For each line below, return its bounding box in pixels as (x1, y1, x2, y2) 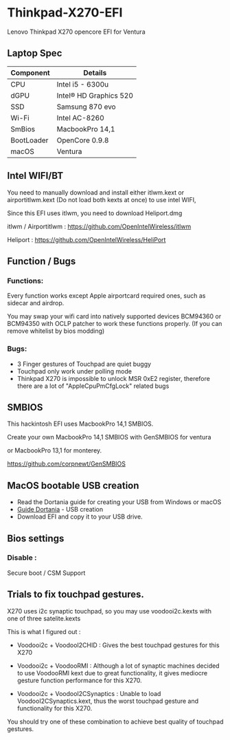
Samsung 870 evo (56, 102, 116, 111)
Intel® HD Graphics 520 (56, 91, 134, 100)
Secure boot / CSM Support (7, 569, 86, 577)
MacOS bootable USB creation (7, 479, 139, 491)
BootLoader (10, 135, 49, 145)
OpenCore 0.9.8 (56, 135, 109, 145)
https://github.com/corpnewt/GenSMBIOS (7, 459, 126, 468)
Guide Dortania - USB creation (16, 505, 104, 514)
